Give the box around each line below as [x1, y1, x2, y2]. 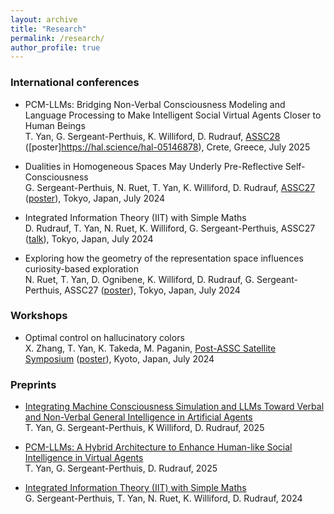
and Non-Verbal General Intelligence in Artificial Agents [24, 411, 253, 423]
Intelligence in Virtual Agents [24, 452, 144, 464]
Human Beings [24, 119, 86, 131]
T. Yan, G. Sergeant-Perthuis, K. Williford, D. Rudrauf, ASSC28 [24, 130, 281, 142]
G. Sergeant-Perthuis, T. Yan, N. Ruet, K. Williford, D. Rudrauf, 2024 [24, 492, 303, 505]
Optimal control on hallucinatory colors [24, 331, 185, 343]
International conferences [10, 76, 140, 90]
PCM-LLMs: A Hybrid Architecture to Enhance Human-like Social [24, 441, 293, 453]
